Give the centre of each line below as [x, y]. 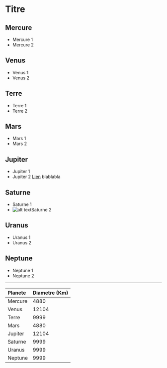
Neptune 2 [23, 276]
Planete [17, 293]
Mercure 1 [23, 39]
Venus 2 [21, 78]
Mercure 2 [23, 45]
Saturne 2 [42, 210]
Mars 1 [19, 139]
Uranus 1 [21, 237]
